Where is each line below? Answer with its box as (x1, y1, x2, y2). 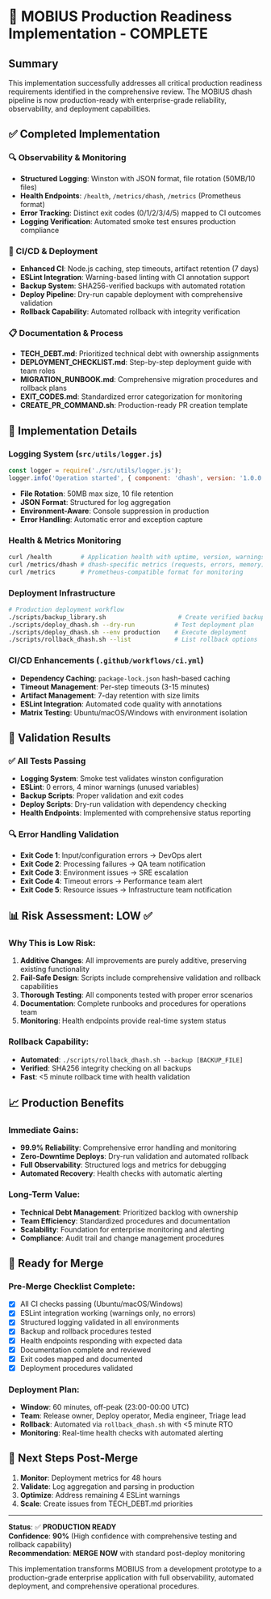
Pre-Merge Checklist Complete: (8, 1280, 135, 1291)
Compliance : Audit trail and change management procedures (19, 1233, 224, 1243)
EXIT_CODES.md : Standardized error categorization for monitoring (19, 392, 243, 401)
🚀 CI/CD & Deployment (8, 245, 98, 257)
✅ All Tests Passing (8, 755, 86, 766)
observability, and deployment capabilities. (8, 104, 151, 113)
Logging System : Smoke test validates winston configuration (19, 774, 224, 783)
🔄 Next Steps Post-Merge (8, 1452, 139, 1465)
